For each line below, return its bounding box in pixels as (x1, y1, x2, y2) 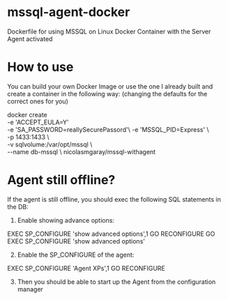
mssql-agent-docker (7, 4, 130, 20)
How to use (7, 59, 74, 75)
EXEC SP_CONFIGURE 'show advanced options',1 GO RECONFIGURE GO (7, 230, 215, 238)
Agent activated (7, 34, 53, 43)
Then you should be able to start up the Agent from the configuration (17, 277, 216, 286)
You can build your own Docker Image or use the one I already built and (7, 82, 213, 91)
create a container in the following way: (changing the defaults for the (7, 89, 208, 98)
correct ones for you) (7, 97, 68, 105)
